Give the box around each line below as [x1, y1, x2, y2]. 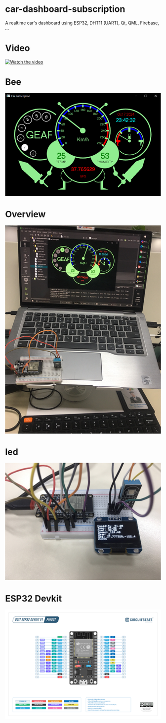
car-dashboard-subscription [5, 3, 125, 15]
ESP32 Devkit [5, 593, 62, 604]
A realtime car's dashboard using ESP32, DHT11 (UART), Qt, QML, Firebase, [5, 20, 159, 26]
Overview [5, 208, 46, 220]
